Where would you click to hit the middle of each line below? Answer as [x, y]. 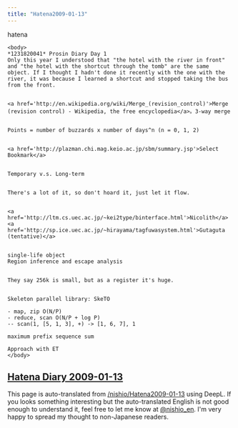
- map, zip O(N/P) [35, 312]
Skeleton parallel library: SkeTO [59, 299]
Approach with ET [33, 349]
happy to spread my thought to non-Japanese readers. [88, 417]
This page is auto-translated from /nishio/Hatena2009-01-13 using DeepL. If [119, 394]
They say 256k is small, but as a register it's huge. [91, 280]
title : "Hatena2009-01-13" [48, 14]
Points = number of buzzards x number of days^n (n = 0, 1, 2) [104, 130]
